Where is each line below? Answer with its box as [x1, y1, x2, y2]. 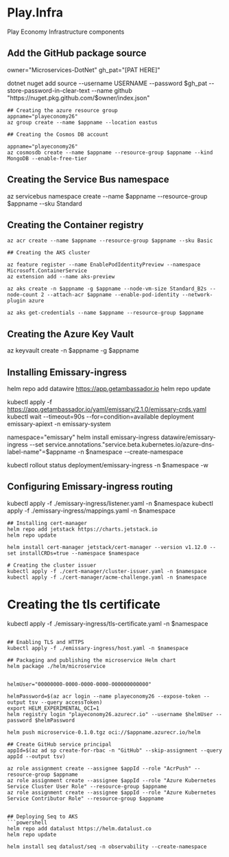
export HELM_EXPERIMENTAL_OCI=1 [7, 704, 99, 712]
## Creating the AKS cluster [7, 249, 91, 256]
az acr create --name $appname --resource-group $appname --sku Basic [7, 237, 213, 245]
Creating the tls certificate [7, 597, 161, 612]
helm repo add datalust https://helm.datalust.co [7, 825, 152, 832]
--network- [182, 291, 213, 298]
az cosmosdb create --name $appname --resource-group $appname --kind [7, 149, 213, 156]
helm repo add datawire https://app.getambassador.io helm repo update [7, 385, 211, 392]
